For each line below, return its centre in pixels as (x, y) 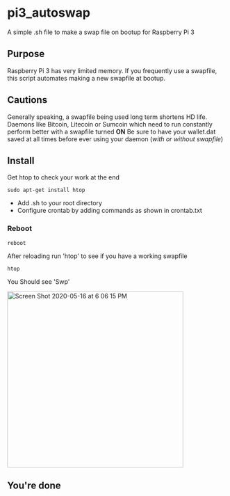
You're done (34, 486)
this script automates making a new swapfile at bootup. (86, 78)
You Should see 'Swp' (39, 281)
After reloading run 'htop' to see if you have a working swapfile (97, 256)
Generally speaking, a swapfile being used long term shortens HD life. (107, 117)
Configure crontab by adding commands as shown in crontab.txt (110, 211)
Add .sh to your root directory (60, 203)
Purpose (26, 54)
